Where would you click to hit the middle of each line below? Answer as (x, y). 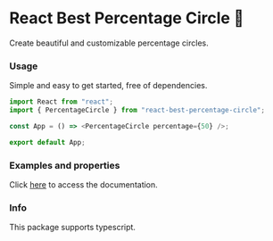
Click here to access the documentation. (83, 185)
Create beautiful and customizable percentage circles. (109, 43)
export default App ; (48, 142)
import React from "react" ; (62, 102)
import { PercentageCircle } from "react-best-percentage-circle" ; (137, 111)
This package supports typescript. (73, 228)
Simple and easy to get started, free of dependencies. (108, 86)
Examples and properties (65, 165)
